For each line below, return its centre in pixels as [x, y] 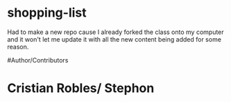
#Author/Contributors [38, 60]
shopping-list [47, 13]
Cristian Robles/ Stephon [81, 88]
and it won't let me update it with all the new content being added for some [114, 39]
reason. [18, 46]
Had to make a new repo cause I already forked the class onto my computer [115, 32]
